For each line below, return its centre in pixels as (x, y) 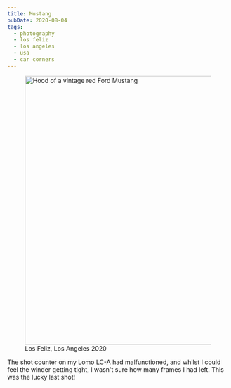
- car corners (34, 60)
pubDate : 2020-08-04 (38, 20)
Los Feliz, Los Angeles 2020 (66, 348)
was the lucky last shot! (41, 377)
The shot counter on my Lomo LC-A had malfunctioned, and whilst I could (114, 362)
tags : (15, 27)
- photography (34, 33)
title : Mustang (29, 14)
